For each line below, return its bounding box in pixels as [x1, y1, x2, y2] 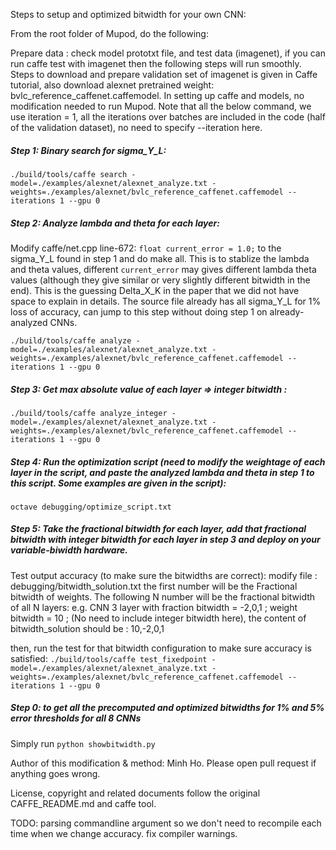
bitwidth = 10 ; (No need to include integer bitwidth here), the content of [10, 612, 307, 624]
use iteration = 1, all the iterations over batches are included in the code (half [10, 111, 326, 123]
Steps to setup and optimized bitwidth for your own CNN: [10, 9, 247, 20]
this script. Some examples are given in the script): [10, 477, 227, 489]
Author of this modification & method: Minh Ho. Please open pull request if [10, 757, 317, 769]
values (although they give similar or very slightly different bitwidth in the [10, 274, 311, 286]
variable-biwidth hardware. [10, 544, 128, 556]
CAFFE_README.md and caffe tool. [10, 797, 157, 809]
